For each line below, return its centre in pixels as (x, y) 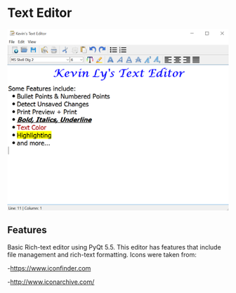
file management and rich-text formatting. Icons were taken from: (102, 254)
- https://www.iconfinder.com (49, 268)
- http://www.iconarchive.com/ (51, 282)
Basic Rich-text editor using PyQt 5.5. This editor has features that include (114, 247)
